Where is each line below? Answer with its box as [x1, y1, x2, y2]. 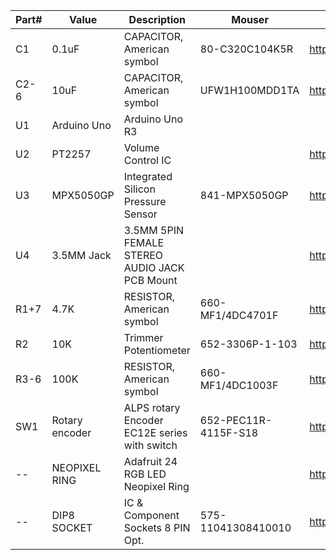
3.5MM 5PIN [123, 224, 184, 237]
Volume [123, 141, 160, 154]
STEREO [123, 249, 164, 262]
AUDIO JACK [123, 261, 185, 274]
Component [123, 509, 180, 522]
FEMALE [123, 236, 164, 249]
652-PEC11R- [199, 414, 273, 427]
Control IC [123, 154, 172, 167]
